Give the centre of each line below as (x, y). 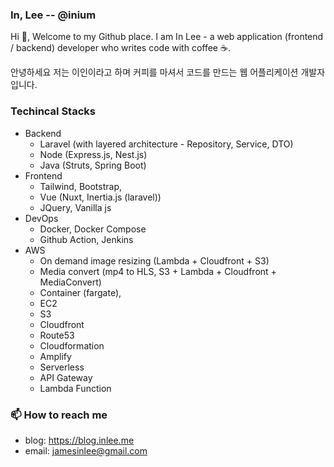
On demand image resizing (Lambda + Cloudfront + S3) (154, 260)
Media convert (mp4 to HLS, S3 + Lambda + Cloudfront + (158, 271)
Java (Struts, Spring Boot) (93, 165)
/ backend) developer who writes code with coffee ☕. (120, 48)
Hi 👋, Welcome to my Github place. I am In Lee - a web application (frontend (167, 37)
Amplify (55, 356)
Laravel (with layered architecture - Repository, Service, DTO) (166, 144)
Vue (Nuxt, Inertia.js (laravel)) (100, 197)
